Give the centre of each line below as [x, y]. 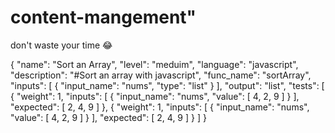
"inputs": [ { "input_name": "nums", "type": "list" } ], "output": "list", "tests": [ [167, 85]
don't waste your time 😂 [61, 45]
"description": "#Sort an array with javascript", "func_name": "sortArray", [161, 75]
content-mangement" [103, 17]
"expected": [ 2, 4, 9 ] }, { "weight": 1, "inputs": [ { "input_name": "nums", [160, 107]
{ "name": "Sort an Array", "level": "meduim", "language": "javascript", [154, 64]
